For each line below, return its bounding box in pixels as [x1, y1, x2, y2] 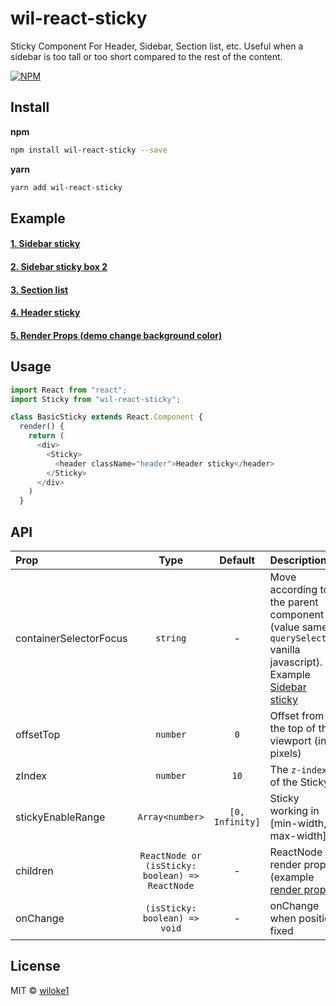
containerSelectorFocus [15, 631, 128, 645]
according [269, 582, 318, 596]
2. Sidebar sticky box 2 [10, 261, 108, 273]
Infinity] [213, 816, 261, 827]
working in [269, 803, 320, 817]
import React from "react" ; [10, 385, 128, 395]
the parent [269, 595, 319, 609]
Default [219, 553, 256, 567]
